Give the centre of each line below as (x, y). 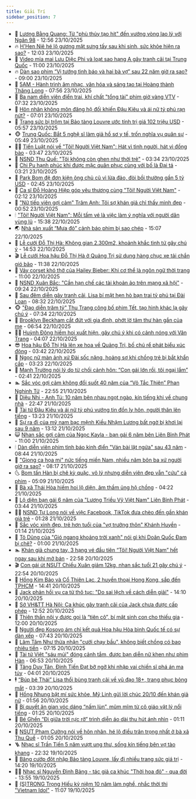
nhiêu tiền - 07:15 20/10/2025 (50, 648)
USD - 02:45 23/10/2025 (44, 184)
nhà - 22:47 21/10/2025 (43, 403)
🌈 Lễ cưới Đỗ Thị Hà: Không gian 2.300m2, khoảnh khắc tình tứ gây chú (101, 243)
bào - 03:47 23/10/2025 (43, 152)
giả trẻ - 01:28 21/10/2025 (45, 518)
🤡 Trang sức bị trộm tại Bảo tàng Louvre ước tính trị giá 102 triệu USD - (99, 121)
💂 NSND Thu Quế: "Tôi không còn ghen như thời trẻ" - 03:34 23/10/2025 (102, 159)
